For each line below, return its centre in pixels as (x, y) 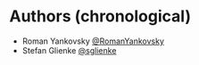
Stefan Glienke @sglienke (69, 50)
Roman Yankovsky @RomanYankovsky (93, 41)
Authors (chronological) (100, 16)
